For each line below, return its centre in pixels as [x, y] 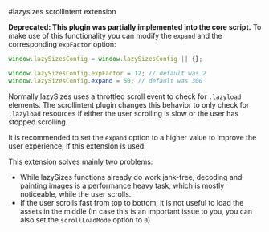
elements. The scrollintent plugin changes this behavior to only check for [129, 104]
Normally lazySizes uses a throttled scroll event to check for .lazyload [125, 96]
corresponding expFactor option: [62, 44]
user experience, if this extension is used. [77, 146]
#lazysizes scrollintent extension [62, 12]
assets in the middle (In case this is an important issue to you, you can [136, 211]
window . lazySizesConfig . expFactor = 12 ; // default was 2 [107, 73]
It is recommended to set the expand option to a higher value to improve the [132, 137]
